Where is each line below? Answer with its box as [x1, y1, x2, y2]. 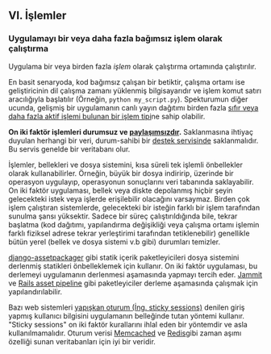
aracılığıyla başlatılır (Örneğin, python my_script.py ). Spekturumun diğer [8, 94, 248, 104]
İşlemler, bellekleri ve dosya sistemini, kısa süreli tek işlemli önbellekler [8, 160, 244, 169]
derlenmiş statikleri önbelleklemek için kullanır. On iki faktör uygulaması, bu [8, 260, 258, 271]
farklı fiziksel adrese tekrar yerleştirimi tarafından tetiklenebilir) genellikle [8, 228, 250, 238]
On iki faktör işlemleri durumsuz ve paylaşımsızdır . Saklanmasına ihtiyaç [8, 127, 254, 136]
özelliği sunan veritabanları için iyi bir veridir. [8, 336, 156, 346]
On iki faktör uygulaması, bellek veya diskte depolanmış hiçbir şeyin [8, 185, 233, 195]
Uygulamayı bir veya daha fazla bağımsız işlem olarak [8, 33, 223, 44]
